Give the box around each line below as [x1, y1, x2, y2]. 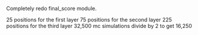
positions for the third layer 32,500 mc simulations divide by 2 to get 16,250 [6, 23, 193, 29]
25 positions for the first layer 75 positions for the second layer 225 [6, 16, 172, 23]
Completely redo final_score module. [6, 5, 97, 12]
